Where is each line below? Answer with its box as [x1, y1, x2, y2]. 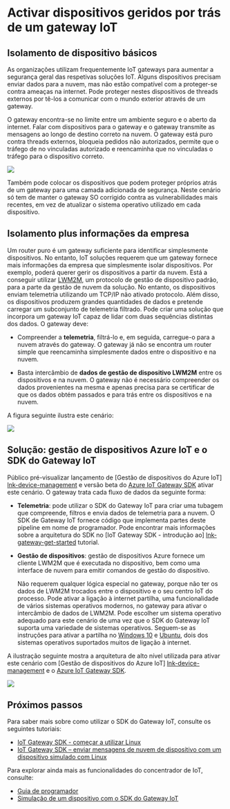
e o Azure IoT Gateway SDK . [46, 666, 126, 674]
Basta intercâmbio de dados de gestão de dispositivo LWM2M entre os [17, 368, 222, 377]
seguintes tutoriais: [7, 725, 62, 733]
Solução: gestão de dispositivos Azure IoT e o [7, 444, 208, 456]
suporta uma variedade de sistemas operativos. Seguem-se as [17, 623, 196, 631]
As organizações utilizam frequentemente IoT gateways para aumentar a [7, 66, 214, 73]
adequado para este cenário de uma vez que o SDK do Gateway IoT [17, 616, 211, 625]
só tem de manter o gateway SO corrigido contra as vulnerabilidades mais [7, 193, 218, 201]
